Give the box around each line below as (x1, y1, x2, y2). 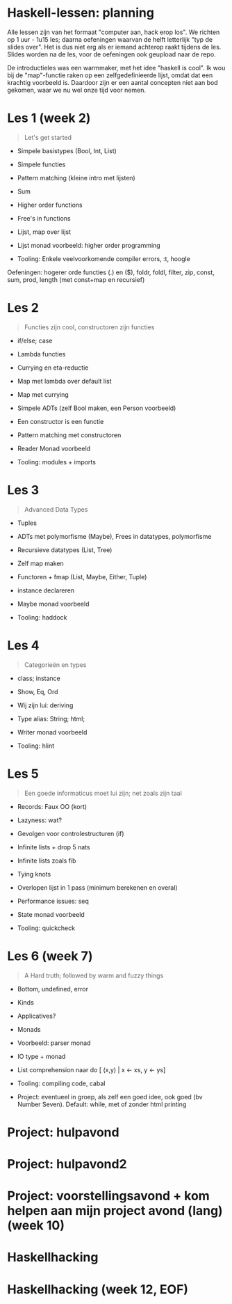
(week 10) (7, 1218, 65, 1234)
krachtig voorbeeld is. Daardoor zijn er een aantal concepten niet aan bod (7, 78, 218, 86)
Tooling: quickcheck (17, 924, 75, 932)
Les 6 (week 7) (7, 948, 93, 964)
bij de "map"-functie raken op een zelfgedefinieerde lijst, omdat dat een (7, 71, 213, 79)
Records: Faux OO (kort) (17, 802, 88, 810)
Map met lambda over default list (17, 377, 113, 385)
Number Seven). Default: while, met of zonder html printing (17, 1100, 187, 1108)
